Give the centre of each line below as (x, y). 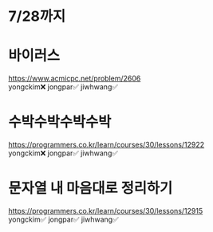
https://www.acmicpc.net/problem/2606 (75, 79)
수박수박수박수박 (60, 122)
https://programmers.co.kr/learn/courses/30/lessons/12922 (106, 145)
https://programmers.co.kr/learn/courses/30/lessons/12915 (106, 211)
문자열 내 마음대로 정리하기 (91, 189)
